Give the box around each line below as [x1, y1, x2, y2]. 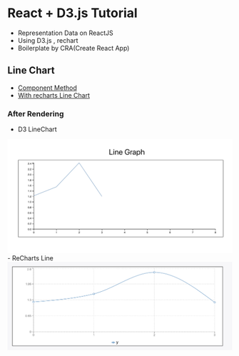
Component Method [17, 83, 77, 92]
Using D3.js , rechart [17, 36, 78, 44]
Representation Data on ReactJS [17, 29, 113, 37]
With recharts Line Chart [17, 91, 91, 99]
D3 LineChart [17, 125, 57, 133]
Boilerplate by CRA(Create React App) [17, 44, 130, 52]
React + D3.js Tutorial [7, 5, 138, 21]
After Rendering [7, 108, 64, 118]
